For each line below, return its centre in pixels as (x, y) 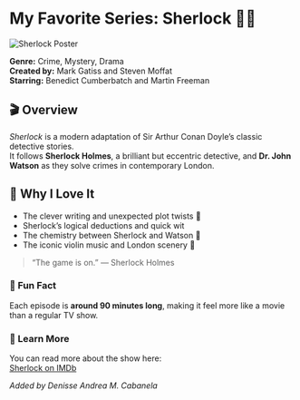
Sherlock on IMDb (43, 368)
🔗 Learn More (39, 338)
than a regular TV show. (54, 315)
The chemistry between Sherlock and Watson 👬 (111, 235)
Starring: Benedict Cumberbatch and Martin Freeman (110, 80)
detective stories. (42, 146)
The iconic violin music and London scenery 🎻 (109, 245)
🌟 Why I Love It (52, 194)
